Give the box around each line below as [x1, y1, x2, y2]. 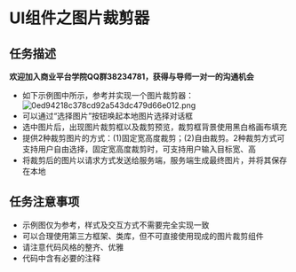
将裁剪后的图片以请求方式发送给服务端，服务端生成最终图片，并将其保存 [21, 155, 287, 165]
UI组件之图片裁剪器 [9, 8, 150, 28]
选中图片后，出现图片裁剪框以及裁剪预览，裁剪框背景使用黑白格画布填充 [21, 121, 287, 132]
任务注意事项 [9, 194, 80, 209]
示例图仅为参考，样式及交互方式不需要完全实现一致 [21, 219, 210, 230]
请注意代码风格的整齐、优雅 [21, 241, 124, 253]
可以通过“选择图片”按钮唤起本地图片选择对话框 [21, 111, 194, 120]
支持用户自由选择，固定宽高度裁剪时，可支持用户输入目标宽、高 [21, 144, 256, 154]
